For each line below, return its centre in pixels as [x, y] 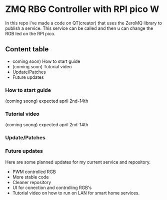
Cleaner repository [32, 182]
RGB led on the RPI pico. [30, 33]
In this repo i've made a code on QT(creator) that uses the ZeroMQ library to [84, 23]
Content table [27, 49]
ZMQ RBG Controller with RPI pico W [82, 9]
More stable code [30, 177]
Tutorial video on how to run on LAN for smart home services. [76, 193]
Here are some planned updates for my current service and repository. [78, 162]
